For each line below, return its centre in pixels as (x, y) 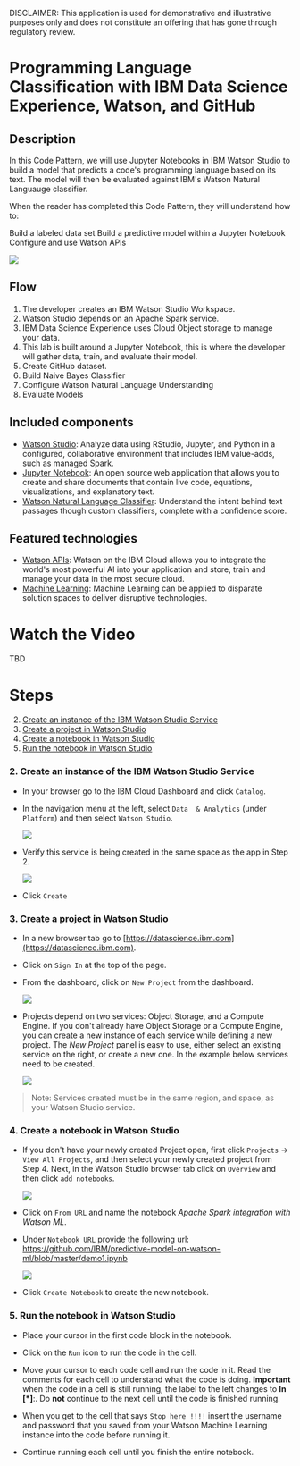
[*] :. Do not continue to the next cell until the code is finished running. (151, 1398)
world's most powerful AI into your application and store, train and (144, 569)
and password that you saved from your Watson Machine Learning (145, 1425)
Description (42, 139)
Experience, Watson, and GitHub (133, 106)
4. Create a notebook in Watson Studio (95, 1130)
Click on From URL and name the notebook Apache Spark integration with (156, 1213)
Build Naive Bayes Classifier (74, 375)
